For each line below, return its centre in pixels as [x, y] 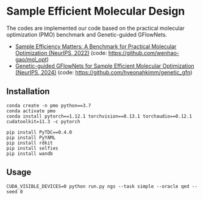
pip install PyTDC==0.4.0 [39, 132]
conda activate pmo [31, 111]
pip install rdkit [30, 143]
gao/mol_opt [31, 59]
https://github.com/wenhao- [144, 52]
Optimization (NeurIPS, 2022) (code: [61, 52]
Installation [28, 92]
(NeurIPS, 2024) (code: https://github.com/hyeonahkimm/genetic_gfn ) [104, 72]
